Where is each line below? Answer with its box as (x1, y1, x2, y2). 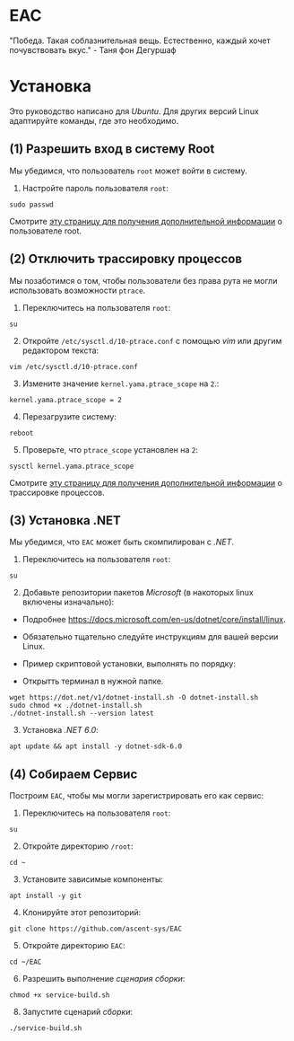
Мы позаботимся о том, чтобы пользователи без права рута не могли (9, 275, 278, 286)
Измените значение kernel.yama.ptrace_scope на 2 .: (22, 378, 220, 389)
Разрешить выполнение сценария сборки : (22, 974, 186, 984)
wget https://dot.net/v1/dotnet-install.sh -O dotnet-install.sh (9, 693, 258, 702)
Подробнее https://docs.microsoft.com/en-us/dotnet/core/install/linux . (22, 614, 287, 625)
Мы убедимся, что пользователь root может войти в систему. (9, 165, 248, 176)
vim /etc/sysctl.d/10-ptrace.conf (9, 362, 139, 371)
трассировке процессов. (9, 487, 105, 498)
